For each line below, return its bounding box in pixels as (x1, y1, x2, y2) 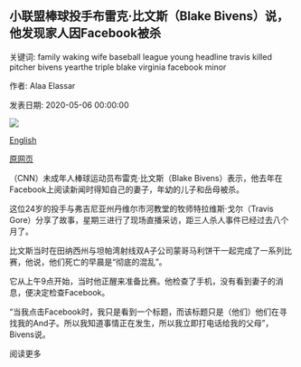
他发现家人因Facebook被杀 (9, 25, 162, 41)
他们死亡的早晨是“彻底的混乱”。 (48, 256, 167, 267)
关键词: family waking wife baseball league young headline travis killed (9, 51, 273, 62)
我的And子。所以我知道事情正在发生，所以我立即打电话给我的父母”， (16, 317, 274, 328)
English (9, 134, 37, 145)
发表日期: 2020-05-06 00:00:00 (9, 99, 129, 111)
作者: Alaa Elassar (9, 80, 76, 91)
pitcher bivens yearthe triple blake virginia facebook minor (9, 62, 227, 72)
